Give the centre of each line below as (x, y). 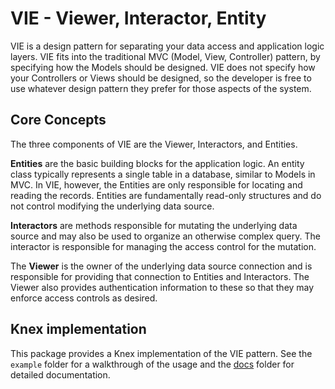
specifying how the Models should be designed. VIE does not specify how (163, 67)
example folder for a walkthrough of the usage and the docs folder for (152, 364)
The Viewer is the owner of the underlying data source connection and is (161, 266)
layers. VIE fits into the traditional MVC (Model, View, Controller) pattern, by (165, 56)
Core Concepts (58, 120)
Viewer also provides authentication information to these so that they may (162, 287)
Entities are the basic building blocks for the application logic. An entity (157, 163)
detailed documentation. (60, 374)
